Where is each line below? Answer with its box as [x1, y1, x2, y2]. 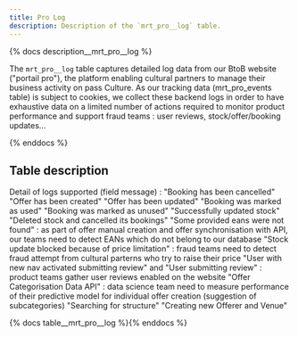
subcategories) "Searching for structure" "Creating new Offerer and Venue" [9, 300, 288, 311]
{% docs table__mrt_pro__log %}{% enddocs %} [9, 317, 187, 328]
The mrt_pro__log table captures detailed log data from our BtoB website [9, 63, 277, 74]
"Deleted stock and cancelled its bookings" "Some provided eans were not [9, 215, 285, 226]
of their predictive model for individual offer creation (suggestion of [9, 291, 257, 301]
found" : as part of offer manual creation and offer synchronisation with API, [9, 225, 288, 235]
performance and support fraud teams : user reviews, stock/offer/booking [9, 111, 281, 121]
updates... [9, 119, 46, 130]
